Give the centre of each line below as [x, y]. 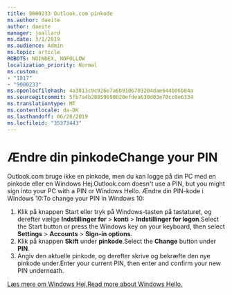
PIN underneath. [41, 271]
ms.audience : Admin [35, 46]
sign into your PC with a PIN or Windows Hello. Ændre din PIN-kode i [106, 191]
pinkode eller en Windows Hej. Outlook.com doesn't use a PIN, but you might [116, 184]
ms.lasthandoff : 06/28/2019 [48, 116]
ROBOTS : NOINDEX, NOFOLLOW [46, 59]
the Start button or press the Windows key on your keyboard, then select [121, 226]
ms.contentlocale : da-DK [43, 110]
